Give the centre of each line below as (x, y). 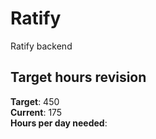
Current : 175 (36, 112)
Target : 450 (35, 101)
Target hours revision (78, 77)
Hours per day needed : (59, 123)
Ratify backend (41, 46)
